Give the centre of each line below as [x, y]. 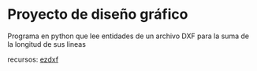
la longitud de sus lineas [47, 44]
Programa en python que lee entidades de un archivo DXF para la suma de [128, 36]
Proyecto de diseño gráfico [98, 14]
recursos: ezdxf [33, 59]
